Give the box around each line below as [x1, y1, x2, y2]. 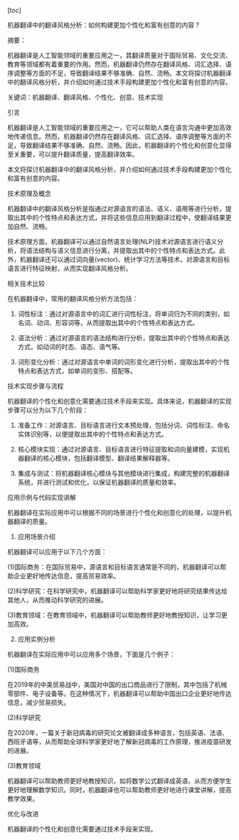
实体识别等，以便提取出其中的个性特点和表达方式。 [17, 430, 168, 438]
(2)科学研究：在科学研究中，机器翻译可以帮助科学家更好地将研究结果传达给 [7, 587, 228, 595]
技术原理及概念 [7, 189, 51, 198]
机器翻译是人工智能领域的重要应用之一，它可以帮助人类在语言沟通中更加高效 [7, 123, 232, 131]
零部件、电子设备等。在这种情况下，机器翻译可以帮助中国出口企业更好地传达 [7, 690, 232, 697]
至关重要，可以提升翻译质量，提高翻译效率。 [7, 150, 139, 158]
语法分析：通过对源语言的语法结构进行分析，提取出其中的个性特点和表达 [17, 334, 230, 342]
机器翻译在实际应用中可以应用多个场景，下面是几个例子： [7, 650, 176, 658]
